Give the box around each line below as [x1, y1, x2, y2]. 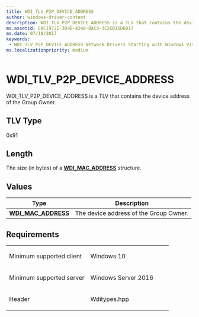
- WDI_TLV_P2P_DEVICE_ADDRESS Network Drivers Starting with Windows [8, 42, 184, 48]
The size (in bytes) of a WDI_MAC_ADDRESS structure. [6, 164, 142, 172]
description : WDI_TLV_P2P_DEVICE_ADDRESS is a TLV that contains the [6, 20, 182, 25]
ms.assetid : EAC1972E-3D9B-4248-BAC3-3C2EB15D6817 [6, 25, 134, 31]
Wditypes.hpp [90, 294, 129, 303]
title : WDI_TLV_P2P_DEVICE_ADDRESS [6, 8, 94, 15]
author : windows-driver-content [6, 14, 86, 20]
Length [6, 149, 33, 159]
